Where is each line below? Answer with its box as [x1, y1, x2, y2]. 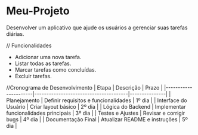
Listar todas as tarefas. [14, 60, 72, 67]
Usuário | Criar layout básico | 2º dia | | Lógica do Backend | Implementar [6, 103, 186, 110]
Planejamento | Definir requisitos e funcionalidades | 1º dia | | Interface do [6, 97, 188, 104]
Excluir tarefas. [14, 72, 52, 79]
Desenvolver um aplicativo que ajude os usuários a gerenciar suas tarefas [6, 24, 188, 31]
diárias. [6, 30, 24, 37]
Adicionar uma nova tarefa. [14, 53, 82, 60]
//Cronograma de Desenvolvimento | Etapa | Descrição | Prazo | [6, 84, 163, 91]
